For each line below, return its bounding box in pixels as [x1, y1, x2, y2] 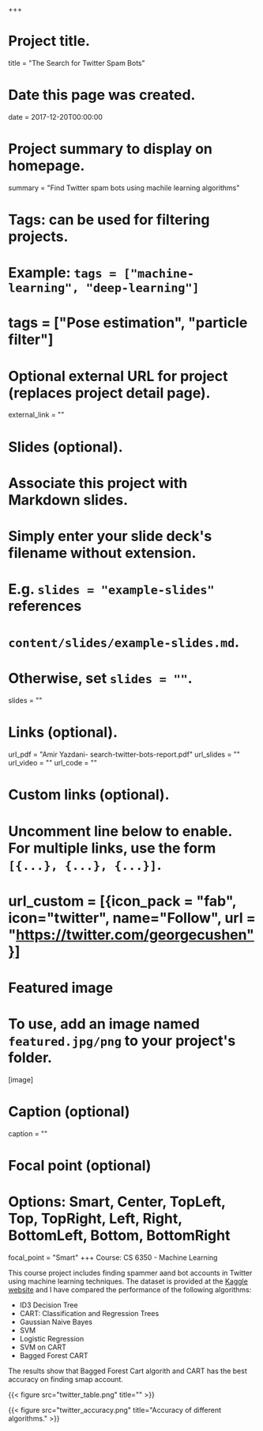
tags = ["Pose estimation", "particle [8, 314, 248, 332]
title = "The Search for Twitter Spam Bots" [8, 58, 146, 67]
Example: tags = [8, 264, 117, 282]
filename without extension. [8, 544, 197, 562]
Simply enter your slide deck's [8, 527, 212, 545]
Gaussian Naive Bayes [19, 1317, 93, 1326]
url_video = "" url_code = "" [8, 758, 97, 768]
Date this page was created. [8, 86, 196, 104]
